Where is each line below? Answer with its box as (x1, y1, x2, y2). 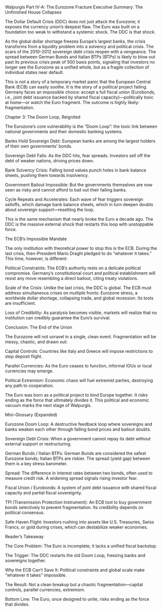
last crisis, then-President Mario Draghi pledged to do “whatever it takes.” (5, 250, 152, 256)
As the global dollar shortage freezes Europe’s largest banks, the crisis (5, 38, 146, 44)
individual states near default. (5, 70, 64, 75)
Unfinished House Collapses (5, 9, 62, 15)
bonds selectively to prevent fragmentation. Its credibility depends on (5, 505, 144, 510)
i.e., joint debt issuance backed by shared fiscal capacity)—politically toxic (5, 94, 154, 100)
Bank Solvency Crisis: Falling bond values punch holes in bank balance (5, 167, 147, 173)
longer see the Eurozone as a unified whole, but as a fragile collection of (5, 64, 149, 70)
